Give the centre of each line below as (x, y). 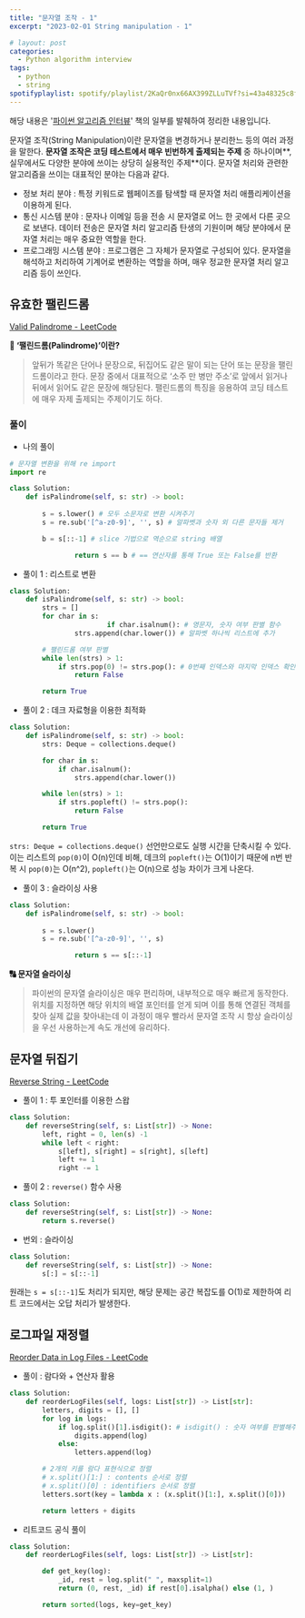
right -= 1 (79, 1168)
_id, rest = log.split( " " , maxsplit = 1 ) (135, 1580)
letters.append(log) (113, 1452)
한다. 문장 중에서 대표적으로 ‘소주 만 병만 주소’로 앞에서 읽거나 (179, 376)
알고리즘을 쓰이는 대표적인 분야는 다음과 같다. (89, 174)
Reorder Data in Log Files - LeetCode (79, 1358)
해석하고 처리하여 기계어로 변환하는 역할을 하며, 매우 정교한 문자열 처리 (147, 261)
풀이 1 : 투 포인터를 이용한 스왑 (76, 1100)
